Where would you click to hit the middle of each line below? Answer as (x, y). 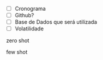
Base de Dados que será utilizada (56, 22)
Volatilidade (29, 29)
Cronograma (30, 9)
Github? (24, 15)
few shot (17, 52)
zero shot (18, 40)
